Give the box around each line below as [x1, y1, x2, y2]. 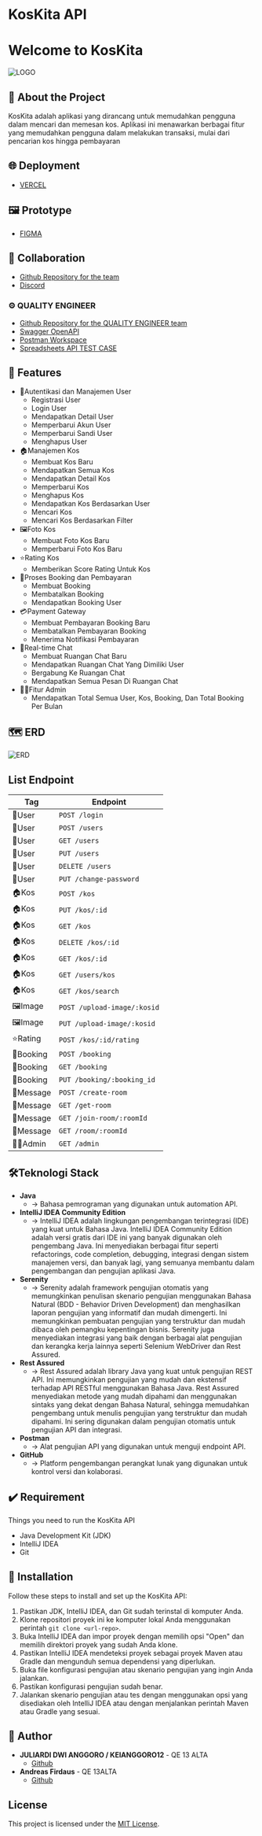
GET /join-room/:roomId [58, 1114, 147, 1123]
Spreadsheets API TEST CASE [19, 343, 118, 353]
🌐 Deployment [8, 159, 80, 172]
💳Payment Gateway [19, 607, 86, 616]
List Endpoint [8, 773, 75, 786]
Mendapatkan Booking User [31, 598, 122, 608]
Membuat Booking [31, 581, 91, 591]
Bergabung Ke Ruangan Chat [31, 668, 126, 678]
